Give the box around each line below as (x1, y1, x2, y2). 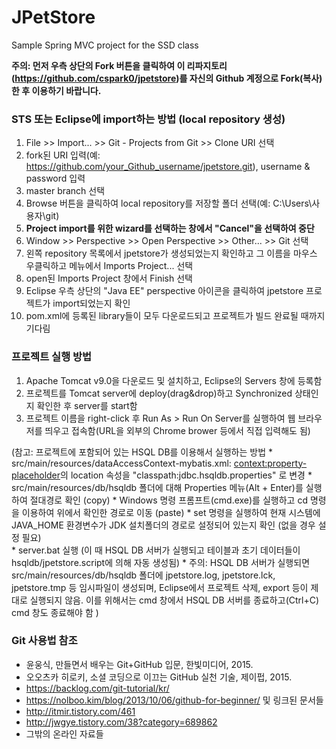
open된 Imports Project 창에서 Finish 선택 (25, 272, 193, 285)
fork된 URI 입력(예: (25, 149, 101, 161)
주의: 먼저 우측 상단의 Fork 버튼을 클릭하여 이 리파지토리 (11, 59, 228, 71)
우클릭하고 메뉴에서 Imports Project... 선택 (25, 260, 194, 272)
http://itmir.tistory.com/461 (25, 705, 136, 717)
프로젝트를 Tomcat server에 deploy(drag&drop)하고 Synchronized (25, 387, 293, 399)
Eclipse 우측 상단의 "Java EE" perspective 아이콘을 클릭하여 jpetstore (25, 285, 304, 297)
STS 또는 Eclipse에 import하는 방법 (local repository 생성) (11, 112, 286, 126)
